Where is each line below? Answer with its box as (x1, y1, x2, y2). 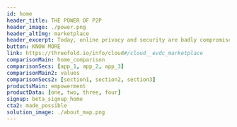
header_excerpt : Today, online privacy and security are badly (6, 37, 197, 44)
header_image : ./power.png (6, 23, 86, 30)
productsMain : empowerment (6, 83, 86, 90)
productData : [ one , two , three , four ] (6, 89, 121, 96)
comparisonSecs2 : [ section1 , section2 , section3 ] (6, 75, 156, 83)
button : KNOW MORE (6, 43, 61, 50)
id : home (6, 10, 33, 18)
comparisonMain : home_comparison (6, 56, 105, 64)
